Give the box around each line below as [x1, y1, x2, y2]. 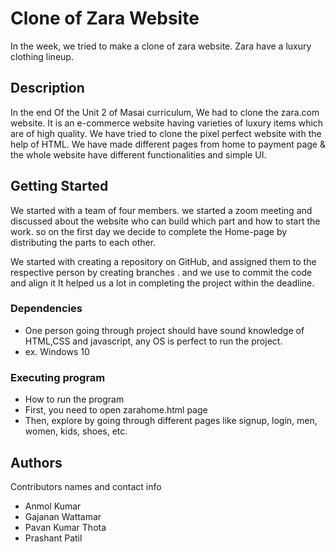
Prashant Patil [24, 532, 83, 544]
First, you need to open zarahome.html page [24, 404, 208, 416]
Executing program [10, 370, 106, 384]
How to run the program [24, 393, 125, 406]
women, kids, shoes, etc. [24, 425, 128, 437]
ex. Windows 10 [24, 345, 90, 357]
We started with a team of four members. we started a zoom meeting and [10, 204, 313, 216]
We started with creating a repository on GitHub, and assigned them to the [10, 255, 317, 267]
